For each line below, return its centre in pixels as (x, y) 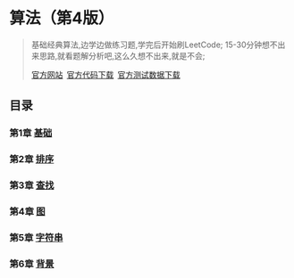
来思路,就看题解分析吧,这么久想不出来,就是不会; (118, 55)
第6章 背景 (32, 264)
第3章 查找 (32, 185)
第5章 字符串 (36, 237)
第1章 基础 (31, 133)
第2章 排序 (32, 159)
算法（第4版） (62, 18)
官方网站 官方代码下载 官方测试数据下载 (105, 74)
